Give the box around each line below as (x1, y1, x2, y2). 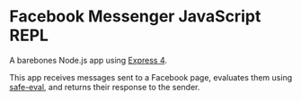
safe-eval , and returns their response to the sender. (9, 81, 200, 92)
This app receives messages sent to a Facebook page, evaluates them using (9, 72, 293, 82)
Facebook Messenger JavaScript (9, 6, 261, 27)
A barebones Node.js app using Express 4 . (9, 55, 168, 65)
